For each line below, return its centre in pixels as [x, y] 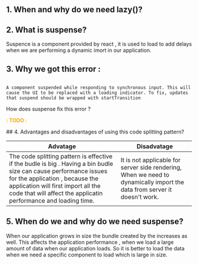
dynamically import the [152, 182]
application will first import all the [55, 186]
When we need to [145, 175]
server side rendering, [151, 168]
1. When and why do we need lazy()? [75, 10]
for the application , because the [54, 178]
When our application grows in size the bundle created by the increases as [97, 236]
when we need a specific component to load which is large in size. [87, 255]
